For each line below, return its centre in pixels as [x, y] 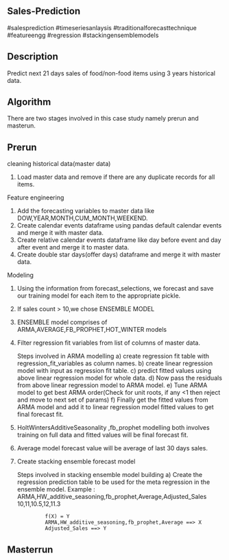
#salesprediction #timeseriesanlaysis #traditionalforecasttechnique [102, 27]
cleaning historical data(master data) [59, 164]
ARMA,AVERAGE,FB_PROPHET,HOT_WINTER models [92, 330]
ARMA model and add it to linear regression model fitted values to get [115, 407]
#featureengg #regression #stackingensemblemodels [83, 35]
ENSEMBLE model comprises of [62, 322]
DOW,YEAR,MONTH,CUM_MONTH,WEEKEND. [83, 218]
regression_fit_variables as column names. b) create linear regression [115, 363]
